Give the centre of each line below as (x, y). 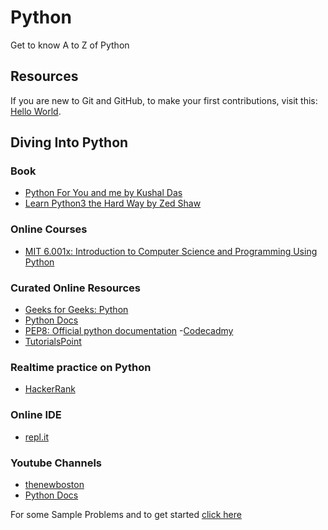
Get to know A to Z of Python (70, 45)
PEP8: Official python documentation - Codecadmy (129, 331)
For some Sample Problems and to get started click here (126, 514)
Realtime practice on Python (81, 367)
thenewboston (54, 484)
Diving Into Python (69, 142)
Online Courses (49, 229)
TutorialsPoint (53, 342)
